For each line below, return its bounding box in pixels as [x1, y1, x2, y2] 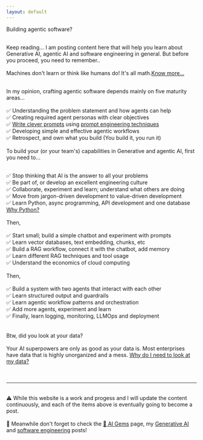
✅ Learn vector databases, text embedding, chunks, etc [6, 238, 146, 246]
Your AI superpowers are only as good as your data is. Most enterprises [6, 344, 185, 352]
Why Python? [6, 206, 40, 213]
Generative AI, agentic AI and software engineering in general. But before [6, 50, 189, 57]
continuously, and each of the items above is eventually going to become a [6, 401, 193, 408]
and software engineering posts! [6, 426, 88, 433]
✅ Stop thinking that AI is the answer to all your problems [6, 172, 149, 179]
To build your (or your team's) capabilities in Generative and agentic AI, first [6, 147, 195, 154]
